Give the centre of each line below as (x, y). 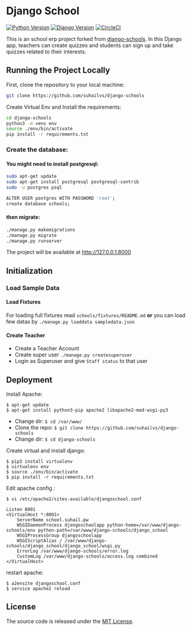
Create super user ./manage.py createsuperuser (73, 355)
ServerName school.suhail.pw (53, 520)
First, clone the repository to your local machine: (65, 84)
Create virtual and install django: (46, 450)
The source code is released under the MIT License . (70, 621)
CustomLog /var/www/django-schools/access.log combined (87, 556)
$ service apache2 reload (38, 588)
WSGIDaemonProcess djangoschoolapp (61, 525)
